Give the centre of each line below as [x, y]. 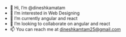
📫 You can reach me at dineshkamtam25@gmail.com [65, 29]
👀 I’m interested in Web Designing [45, 13]
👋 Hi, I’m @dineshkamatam [38, 8]
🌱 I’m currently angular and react [44, 18]
